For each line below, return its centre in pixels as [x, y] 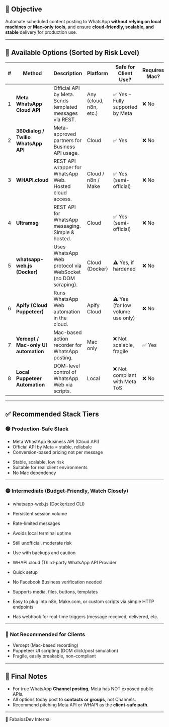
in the [60, 318]
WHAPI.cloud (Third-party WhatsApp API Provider [64, 562]
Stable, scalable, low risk [38, 462]
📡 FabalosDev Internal [28, 719]
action [61, 339]
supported [125, 107]
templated [65, 107]
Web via [63, 384]
